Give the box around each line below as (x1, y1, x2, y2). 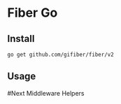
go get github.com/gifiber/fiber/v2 (7, 51, 114, 58)
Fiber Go (7, 5, 58, 21)
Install (7, 33, 35, 45)
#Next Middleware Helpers (7, 89, 85, 97)
